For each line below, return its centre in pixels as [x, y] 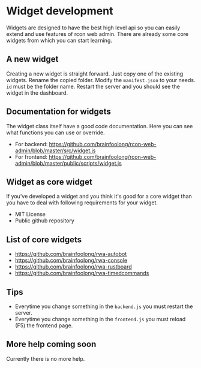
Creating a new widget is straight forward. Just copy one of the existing [95, 74]
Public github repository [45, 221]
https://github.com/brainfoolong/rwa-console [71, 260]
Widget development [60, 11]
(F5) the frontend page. [44, 325]
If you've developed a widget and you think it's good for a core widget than [99, 197]
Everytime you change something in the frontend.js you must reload [100, 319]
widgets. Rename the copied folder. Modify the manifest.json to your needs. [101, 80]
